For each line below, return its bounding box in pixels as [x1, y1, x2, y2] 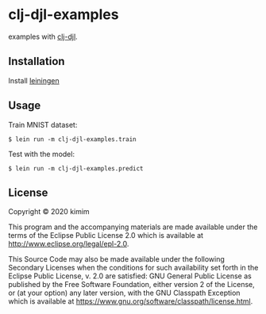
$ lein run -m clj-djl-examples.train [8, 135, 137, 144]
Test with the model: [8, 149, 75, 159]
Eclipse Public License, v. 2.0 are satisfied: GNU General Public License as [8, 271, 252, 281]
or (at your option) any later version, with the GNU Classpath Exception [8, 288, 241, 298]
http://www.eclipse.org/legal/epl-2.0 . [8, 239, 129, 249]
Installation [8, 55, 65, 68]
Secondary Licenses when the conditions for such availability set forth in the [8, 263, 259, 273]
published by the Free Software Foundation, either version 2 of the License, [8, 280, 256, 289]
